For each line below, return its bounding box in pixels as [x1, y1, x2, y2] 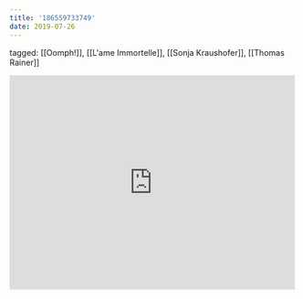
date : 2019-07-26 [9, 22, 76, 31]
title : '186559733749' [9, 13, 96, 23]
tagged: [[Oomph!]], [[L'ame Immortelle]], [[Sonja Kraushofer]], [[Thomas [9, 47, 285, 58]
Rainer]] [9, 57, 40, 68]
